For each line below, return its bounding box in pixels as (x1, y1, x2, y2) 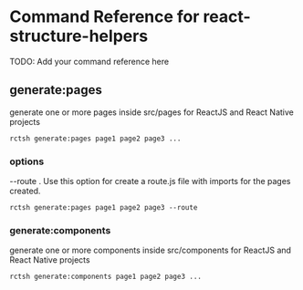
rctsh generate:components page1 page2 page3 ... (9, 272, 203, 282)
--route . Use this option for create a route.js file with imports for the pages (9, 176, 291, 187)
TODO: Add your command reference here (9, 56, 170, 67)
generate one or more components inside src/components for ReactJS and (9, 244, 292, 256)
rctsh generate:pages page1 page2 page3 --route (9, 203, 198, 212)
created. (9, 185, 41, 197)
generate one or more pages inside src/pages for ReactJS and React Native (9, 107, 294, 118)
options (9, 155, 45, 168)
